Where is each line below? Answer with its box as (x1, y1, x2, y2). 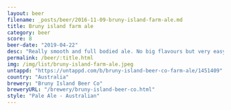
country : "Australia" (7, 73, 69, 81)
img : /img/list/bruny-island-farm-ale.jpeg (7, 61, 134, 68)
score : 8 (7, 36, 32, 42)
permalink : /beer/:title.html (7, 55, 94, 61)
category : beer (7, 29, 51, 36)
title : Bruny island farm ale (7, 23, 94, 29)
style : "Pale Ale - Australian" (7, 93, 100, 100)
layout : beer (7, 10, 45, 17)
